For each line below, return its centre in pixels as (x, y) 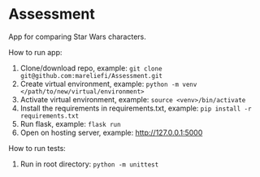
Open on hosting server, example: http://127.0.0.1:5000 (111, 132)
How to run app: (35, 52)
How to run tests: (37, 148)
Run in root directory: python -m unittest (89, 164)
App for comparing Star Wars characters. (77, 37)
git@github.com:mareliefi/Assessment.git (91, 76)
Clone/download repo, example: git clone (91, 68)
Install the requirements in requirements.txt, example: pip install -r (136, 108)
